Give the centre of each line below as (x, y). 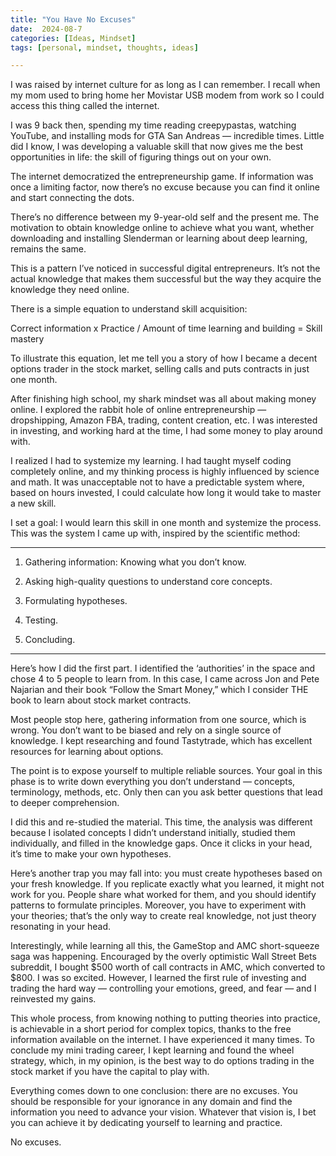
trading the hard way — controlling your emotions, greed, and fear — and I (163, 988)
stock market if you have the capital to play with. (110, 1072)
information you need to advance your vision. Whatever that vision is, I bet (163, 1112)
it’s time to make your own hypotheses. (91, 854)
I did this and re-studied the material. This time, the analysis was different (161, 822)
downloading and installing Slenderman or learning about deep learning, (159, 238)
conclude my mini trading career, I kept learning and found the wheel (152, 1050)
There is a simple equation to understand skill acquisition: (129, 309)
